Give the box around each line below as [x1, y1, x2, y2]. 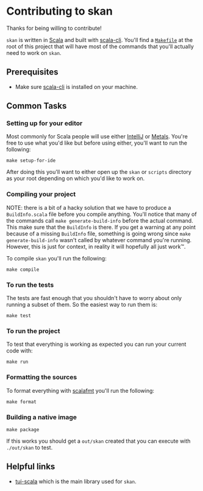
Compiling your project [6, 190, 76, 199]
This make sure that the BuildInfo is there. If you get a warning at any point [6, 223, 196, 231]
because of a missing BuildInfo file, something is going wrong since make [6, 230, 191, 237]
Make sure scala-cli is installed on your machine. [15, 83, 138, 90]
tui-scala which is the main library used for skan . [15, 478, 137, 485]
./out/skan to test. [6, 443, 53, 451]
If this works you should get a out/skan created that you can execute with [6, 437, 191, 445]
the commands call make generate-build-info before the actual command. [6, 217, 193, 224]
